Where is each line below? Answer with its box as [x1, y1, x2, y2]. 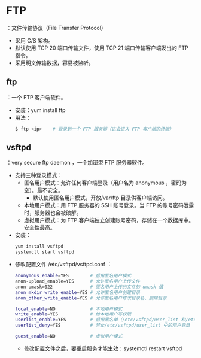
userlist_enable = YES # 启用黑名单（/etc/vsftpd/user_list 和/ [14, 317, 188, 323]
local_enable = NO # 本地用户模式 [14, 306, 123, 312]
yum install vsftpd [14, 244, 64, 250]
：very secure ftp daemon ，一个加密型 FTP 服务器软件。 [6, 159, 148, 166]
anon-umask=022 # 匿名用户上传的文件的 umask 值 [14, 284, 163, 290]
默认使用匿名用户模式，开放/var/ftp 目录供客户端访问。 [32, 194, 168, 201]
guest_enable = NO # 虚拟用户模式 [14, 333, 123, 339]
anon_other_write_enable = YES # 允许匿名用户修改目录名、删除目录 [14, 295, 167, 301]
